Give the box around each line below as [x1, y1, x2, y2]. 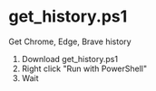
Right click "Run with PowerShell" [21, 63, 148, 74]
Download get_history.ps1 [21, 53, 119, 64]
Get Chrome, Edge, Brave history [8, 36, 132, 47]
